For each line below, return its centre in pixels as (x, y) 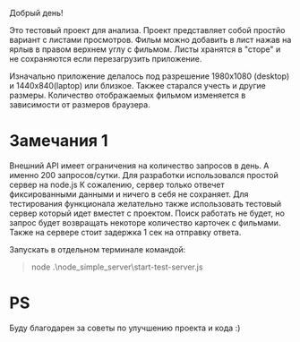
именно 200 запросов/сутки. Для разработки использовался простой (144, 175)
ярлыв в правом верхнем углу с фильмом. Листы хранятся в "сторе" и (145, 49)
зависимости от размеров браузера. (80, 105)
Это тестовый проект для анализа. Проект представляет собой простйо (147, 30)
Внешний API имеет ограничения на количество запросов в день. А (139, 166)
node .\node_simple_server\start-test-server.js (117, 267)
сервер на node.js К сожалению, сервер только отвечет (117, 184)
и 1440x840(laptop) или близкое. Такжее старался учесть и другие (137, 85)
